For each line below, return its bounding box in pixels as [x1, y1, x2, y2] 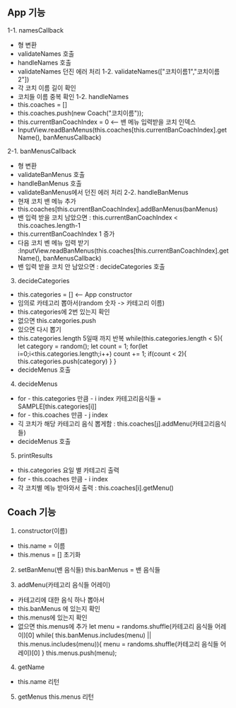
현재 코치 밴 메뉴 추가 [17, 197, 76, 205]
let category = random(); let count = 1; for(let [17, 342, 148, 350]
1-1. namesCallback [7, 25, 64, 34]
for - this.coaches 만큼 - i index [17, 474, 108, 483]
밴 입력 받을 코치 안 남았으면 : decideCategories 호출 [17, 262, 165, 270]
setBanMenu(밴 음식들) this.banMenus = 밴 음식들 [17, 565, 161, 573]
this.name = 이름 [17, 541, 66, 550]
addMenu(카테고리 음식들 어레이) [17, 580, 111, 589]
